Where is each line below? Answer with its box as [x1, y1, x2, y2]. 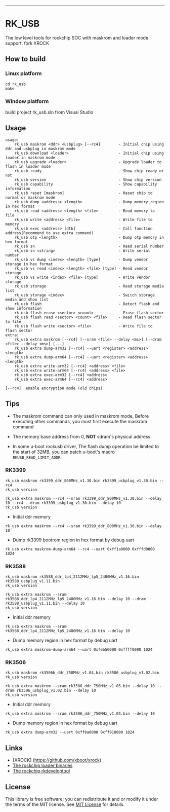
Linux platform [5, 70, 42, 77]
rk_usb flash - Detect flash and [14, 301, 159, 307]
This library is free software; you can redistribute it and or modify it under [5, 796, 158, 802]
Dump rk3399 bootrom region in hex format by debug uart [12, 537, 135, 543]
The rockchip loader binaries [12, 762, 73, 768]
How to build [5, 55, 46, 63]
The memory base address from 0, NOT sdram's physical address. [12, 433, 152, 439]
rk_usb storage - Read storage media [14, 283, 164, 289]
